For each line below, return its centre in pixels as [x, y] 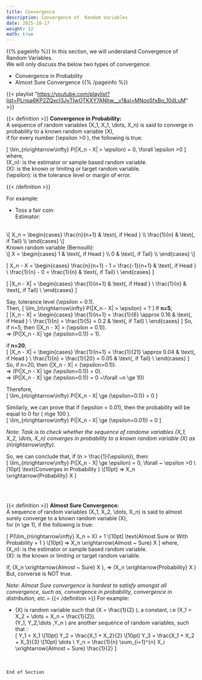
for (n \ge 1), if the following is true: [50, 525]
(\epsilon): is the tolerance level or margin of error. [69, 175]
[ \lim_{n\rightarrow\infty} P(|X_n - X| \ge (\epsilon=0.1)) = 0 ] [82, 396]
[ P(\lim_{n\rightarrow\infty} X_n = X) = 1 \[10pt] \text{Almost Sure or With [97, 536]
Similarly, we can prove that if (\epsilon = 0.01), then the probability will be [98, 407]
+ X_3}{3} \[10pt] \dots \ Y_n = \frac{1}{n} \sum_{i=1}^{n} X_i [90, 642]
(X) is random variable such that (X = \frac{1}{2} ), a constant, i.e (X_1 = [103, 610]
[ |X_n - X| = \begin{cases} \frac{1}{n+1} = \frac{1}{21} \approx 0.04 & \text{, [101, 352]
